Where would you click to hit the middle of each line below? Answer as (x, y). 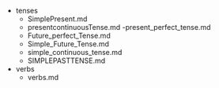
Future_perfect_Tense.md (69, 35)
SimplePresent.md (57, 19)
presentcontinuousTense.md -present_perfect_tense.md (119, 27)
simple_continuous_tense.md (75, 52)
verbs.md (43, 77)
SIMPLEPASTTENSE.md (66, 60)
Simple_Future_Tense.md (68, 44)
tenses (26, 11)
